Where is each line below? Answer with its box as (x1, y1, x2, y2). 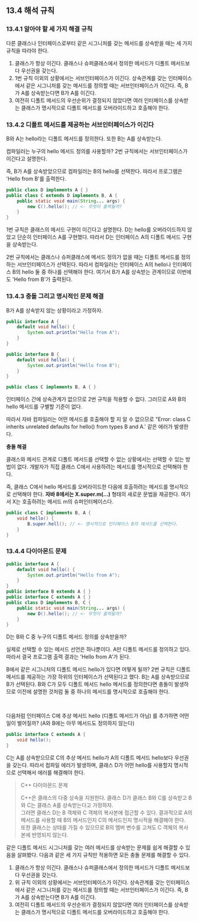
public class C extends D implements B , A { (6, 192, 118, 198)
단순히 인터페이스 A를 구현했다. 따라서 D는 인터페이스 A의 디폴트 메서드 (17, 233, 181, 240)
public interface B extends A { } (6, 588, 92, 595)
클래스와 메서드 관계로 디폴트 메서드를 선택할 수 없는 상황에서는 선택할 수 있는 (6, 456, 184, 463)
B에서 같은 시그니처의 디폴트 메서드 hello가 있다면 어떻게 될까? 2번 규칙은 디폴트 (6, 666, 191, 673)
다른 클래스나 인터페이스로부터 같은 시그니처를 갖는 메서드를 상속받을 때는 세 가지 (6, 39, 193, 46)
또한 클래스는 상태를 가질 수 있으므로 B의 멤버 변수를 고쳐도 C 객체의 (20, 824, 178, 831)
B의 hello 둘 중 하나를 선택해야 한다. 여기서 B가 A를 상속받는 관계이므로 (12, 268, 176, 276)
